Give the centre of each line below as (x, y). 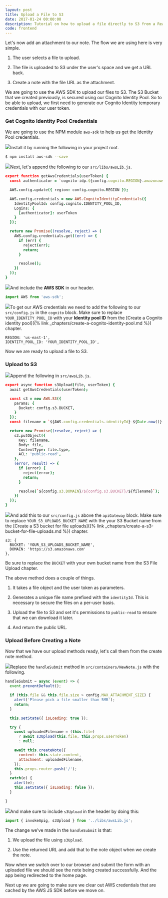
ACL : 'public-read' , (40, 454)
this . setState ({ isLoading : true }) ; (49, 718)
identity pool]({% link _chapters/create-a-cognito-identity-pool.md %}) (78, 323)
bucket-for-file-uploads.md (33, 531)
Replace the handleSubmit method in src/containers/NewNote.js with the (85, 667)
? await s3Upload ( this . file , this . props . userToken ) (73, 737)
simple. (13, 48)
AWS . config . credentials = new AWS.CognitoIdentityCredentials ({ (78, 199)
